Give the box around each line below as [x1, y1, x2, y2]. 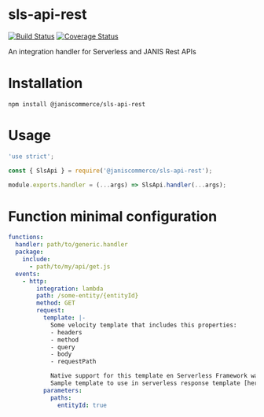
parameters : [42, 386, 82, 394]
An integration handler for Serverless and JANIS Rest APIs [8, 46, 196, 56]
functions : [8, 234, 44, 242]
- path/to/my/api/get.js [28, 262, 111, 271]
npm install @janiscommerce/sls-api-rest [8, 100, 146, 108]
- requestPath [49, 358, 97, 366]
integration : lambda [36, 285, 104, 293]
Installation [8, 75, 83, 92]
